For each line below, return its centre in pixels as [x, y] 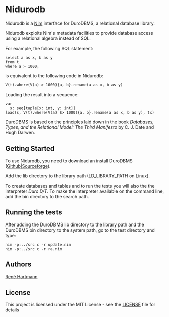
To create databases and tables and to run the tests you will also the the [80, 186]
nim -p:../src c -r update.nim [38, 244]
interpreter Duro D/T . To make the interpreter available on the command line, [85, 191]
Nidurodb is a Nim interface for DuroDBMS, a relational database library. [80, 23]
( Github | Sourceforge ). [28, 166]
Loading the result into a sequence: [42, 94]
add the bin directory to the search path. [47, 196]
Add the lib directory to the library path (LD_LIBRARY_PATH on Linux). [78, 176]
